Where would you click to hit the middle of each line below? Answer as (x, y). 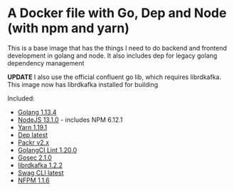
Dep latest (33, 135)
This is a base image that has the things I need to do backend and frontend (117, 48)
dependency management (46, 63)
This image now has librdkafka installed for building (83, 84)
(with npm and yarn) (68, 28)
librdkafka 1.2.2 (40, 165)
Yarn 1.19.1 (32, 127)
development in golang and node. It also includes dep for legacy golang (112, 56)
